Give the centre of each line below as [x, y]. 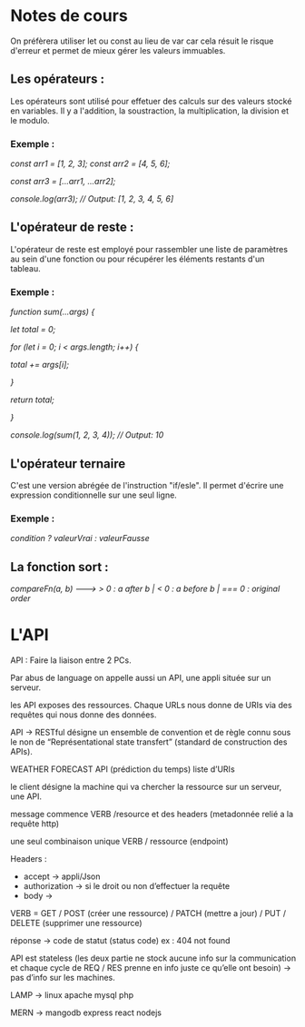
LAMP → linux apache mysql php [72, 995]
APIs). [21, 752]
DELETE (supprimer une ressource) [77, 923]
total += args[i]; [40, 365]
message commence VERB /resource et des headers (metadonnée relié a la [152, 815]
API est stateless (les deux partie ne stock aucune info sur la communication [153, 958]
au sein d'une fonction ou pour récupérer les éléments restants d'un [138, 259]
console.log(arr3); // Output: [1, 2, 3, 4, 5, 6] [92, 199]
